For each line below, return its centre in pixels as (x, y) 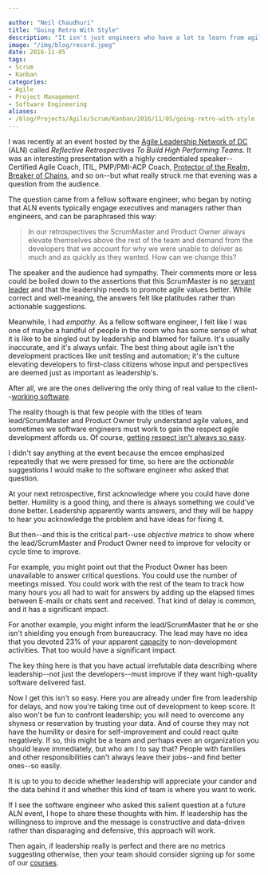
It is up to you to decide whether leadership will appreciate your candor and (132, 781)
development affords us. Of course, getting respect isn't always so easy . (128, 437)
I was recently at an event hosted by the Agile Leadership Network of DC (128, 141)
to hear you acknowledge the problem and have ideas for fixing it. (116, 519)
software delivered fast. (47, 683)
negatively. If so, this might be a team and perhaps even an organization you (134, 740)
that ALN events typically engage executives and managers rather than (125, 208)
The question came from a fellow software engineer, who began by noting (130, 199)
